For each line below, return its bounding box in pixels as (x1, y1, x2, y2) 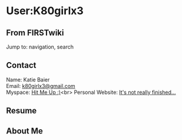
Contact (6, 60, 37, 70)
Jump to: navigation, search (6, 43, 74, 50)
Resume (6, 106, 37, 116)
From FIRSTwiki (6, 28, 64, 38)
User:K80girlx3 (6, 4, 84, 18)
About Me (6, 126, 43, 136)
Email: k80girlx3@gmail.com (6, 82, 75, 89)
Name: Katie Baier (6, 76, 50, 83)
